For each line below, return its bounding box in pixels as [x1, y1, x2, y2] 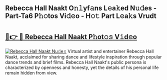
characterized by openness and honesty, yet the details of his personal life [5, 64, 159, 70]
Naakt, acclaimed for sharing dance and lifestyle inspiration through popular [5, 54, 162, 59]
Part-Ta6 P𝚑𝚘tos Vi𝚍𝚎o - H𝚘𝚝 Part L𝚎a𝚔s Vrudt [5, 12, 156, 20]
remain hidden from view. [5, 70, 57, 75]
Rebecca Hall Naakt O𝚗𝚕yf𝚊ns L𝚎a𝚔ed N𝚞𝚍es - [5, 4, 157, 12]
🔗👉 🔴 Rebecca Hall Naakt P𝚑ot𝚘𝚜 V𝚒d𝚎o [5, 32, 137, 41]
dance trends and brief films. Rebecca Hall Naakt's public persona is [5, 59, 146, 65]
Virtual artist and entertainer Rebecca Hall [67, 48, 154, 54]
